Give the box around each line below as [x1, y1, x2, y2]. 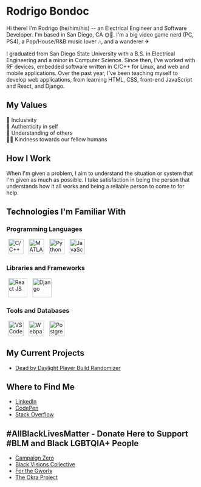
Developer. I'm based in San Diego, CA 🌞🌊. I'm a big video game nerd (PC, [6, 30, 194, 38]
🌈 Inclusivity [6, 116, 37, 123]
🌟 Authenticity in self [6, 123, 59, 130]
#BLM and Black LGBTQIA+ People [6, 438, 139, 449]
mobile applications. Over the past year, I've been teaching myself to [6, 69, 178, 77]
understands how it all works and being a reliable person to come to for [6, 182, 185, 190]
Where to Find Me [6, 382, 75, 393]
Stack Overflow [15, 411, 55, 418]
